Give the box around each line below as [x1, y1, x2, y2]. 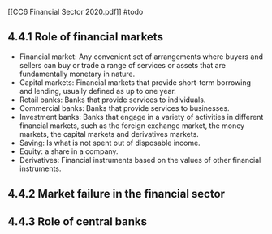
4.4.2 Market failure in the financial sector [7, 187, 225, 201]
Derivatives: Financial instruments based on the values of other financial [19, 155, 261, 164]
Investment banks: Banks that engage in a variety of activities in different [19, 112, 264, 121]
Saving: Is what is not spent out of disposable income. [19, 138, 201, 147]
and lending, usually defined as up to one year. [19, 86, 176, 96]
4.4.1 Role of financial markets [7, 30, 164, 44]
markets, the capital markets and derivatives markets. [19, 129, 200, 138]
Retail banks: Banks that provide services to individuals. [19, 95, 206, 104]
